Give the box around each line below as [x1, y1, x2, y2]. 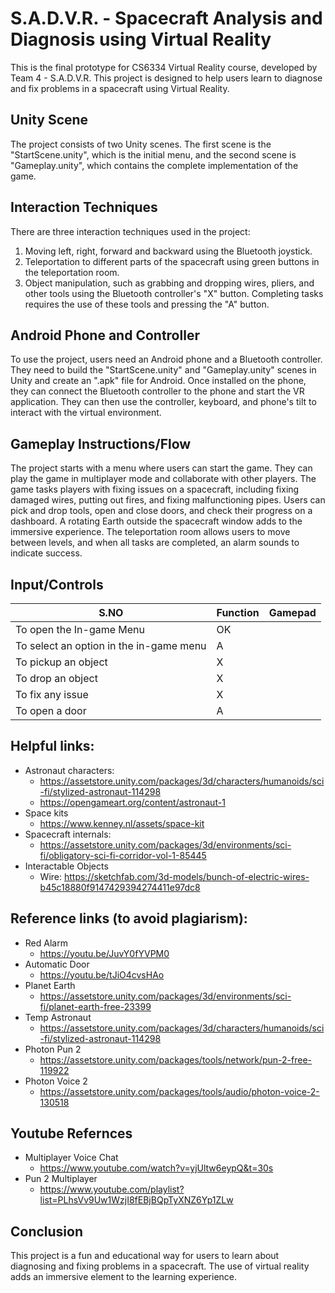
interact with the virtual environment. [10, 407, 162, 419]
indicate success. [10, 547, 83, 559]
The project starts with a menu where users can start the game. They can [10, 462, 313, 474]
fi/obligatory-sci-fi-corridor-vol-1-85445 [39, 849, 207, 861]
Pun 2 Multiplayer [24, 1173, 98, 1185]
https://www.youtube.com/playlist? [39, 1183, 185, 1196]
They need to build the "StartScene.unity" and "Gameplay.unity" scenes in [10, 364, 317, 376]
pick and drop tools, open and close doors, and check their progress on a [10, 505, 313, 517]
